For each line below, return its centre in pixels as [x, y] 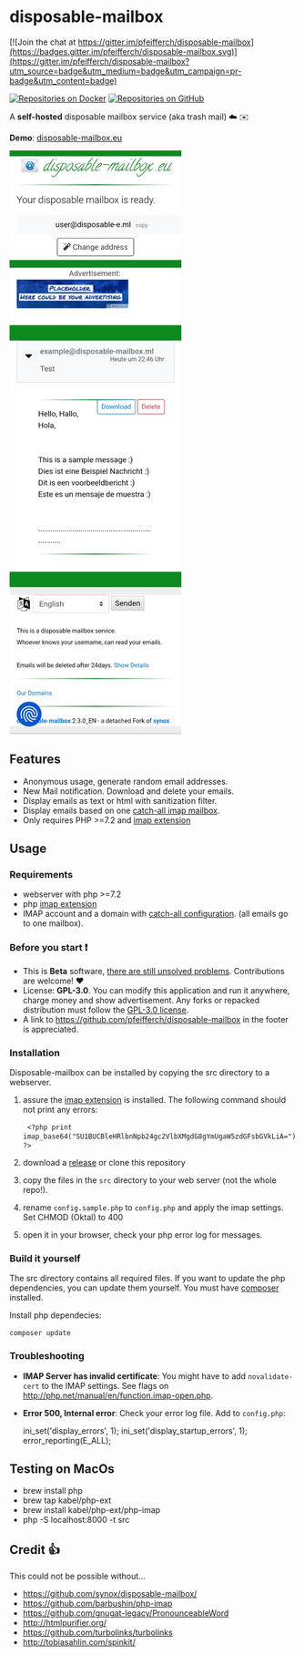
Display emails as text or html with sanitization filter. [120, 800]
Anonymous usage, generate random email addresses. [125, 781]
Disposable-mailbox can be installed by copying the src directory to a [140, 1073]
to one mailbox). [53, 923]
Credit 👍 [35, 1550]
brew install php [53, 1491]
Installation [35, 1053]
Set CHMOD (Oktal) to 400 [73, 1218]
